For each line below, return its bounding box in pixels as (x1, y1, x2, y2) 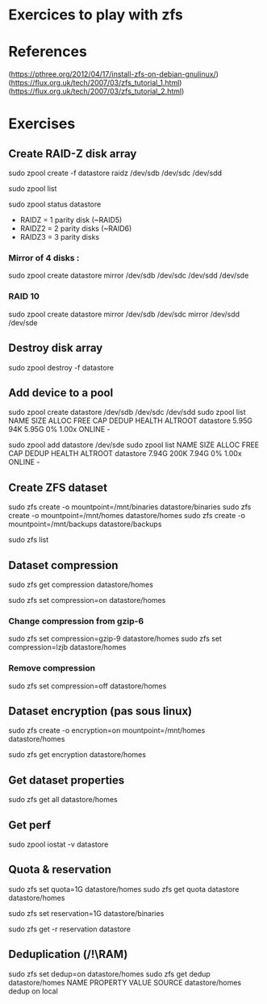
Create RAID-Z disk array (8, 147, 137, 161)
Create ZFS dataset (8, 480, 107, 494)
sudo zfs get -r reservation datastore (8, 924, 131, 934)
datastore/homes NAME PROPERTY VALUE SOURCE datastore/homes (8, 977, 242, 987)
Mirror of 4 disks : (8, 253, 80, 264)
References (8, 43, 87, 61)
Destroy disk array (8, 341, 103, 355)
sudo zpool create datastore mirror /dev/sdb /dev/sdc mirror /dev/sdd (8, 309, 240, 319)
